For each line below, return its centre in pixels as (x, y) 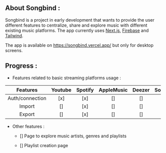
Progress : (21, 66)
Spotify (85, 90)
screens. (14, 50)
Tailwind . (14, 35)
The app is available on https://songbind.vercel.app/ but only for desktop (79, 45)
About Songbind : (33, 8)
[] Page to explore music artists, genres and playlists (73, 136)
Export (27, 114)
